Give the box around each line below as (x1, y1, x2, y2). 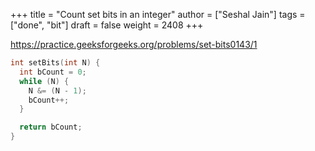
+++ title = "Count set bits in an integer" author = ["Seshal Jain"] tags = (10, 9, 306, 20)
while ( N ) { (19, 76, 70, 86)
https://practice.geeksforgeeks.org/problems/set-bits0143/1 (10, 39, 258, 50)
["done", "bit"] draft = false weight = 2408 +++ (10, 19, 204, 31)
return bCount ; (19, 122, 83, 133)
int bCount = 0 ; (19, 67, 87, 77)
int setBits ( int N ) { (10, 58, 101, 68)
